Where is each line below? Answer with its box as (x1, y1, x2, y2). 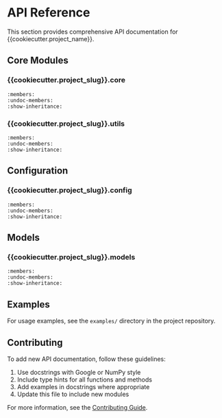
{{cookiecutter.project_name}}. (7, 34, 95, 43)
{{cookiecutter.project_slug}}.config (7, 185, 132, 195)
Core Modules (7, 55, 69, 67)
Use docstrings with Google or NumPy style (16, 368, 141, 376)
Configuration (7, 165, 69, 176)
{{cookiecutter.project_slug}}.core (7, 76, 125, 85)
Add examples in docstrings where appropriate (16, 382, 150, 391)
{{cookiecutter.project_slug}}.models (7, 252, 136, 262)
